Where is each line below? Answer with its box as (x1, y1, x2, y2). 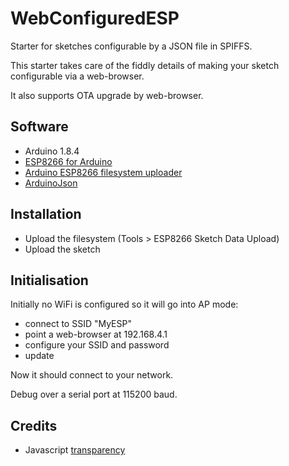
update (24, 350, 55, 362)
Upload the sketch (24, 243, 101, 255)
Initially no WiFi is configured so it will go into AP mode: (10, 298, 239, 311)
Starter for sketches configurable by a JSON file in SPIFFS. (10, 40, 253, 52)
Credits (10, 417, 58, 434)
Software (10, 118, 69, 136)
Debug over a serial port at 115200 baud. (10, 388, 178, 401)
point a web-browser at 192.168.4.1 (24, 328, 168, 341)
